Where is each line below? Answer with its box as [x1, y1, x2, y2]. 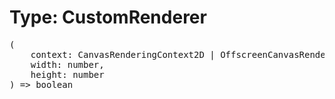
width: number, [30, 59, 105, 70]
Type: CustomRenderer [9, 6, 207, 29]
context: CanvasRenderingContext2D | [30, 49, 216, 60]
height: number [30, 69, 105, 80]
